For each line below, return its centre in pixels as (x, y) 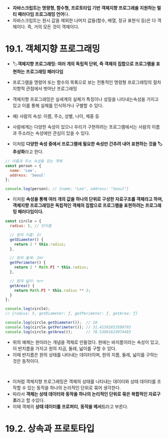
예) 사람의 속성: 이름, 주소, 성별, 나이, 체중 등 (56, 116)
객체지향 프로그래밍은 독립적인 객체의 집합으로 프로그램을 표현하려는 (78, 205)
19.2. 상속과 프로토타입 (50, 428)
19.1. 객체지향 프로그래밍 (53, 49)
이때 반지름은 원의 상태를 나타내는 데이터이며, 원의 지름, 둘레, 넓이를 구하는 (85, 355)
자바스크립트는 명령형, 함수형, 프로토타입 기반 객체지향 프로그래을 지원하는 (84, 8)
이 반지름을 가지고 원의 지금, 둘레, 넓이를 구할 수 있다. (64, 348)
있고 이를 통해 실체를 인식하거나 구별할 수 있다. (58, 105)
